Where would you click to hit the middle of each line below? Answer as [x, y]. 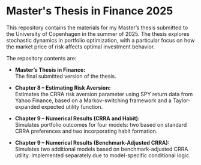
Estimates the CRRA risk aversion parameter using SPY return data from [104, 94]
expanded [27, 106]
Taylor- [182, 100]
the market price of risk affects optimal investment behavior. [81, 47]
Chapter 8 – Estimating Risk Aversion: [63, 87]
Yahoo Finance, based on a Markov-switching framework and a [93, 100]
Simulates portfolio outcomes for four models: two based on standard [101, 124]
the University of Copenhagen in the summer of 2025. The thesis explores [98, 33]
